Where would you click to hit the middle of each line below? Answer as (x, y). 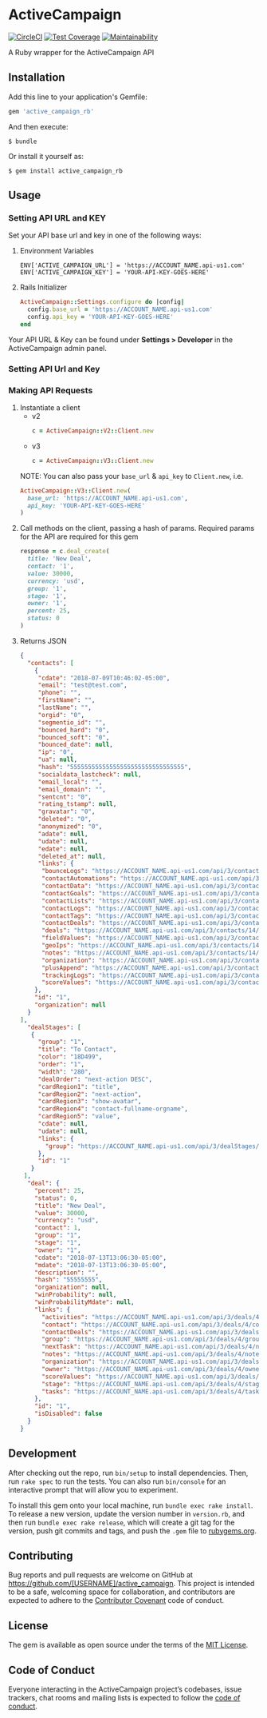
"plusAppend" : (65, 968)
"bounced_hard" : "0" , (74, 730)
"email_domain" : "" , (72, 789)
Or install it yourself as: (46, 156)
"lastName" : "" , (65, 708)
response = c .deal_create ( (65, 552)
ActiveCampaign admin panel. (58, 348)
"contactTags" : (66, 916)
